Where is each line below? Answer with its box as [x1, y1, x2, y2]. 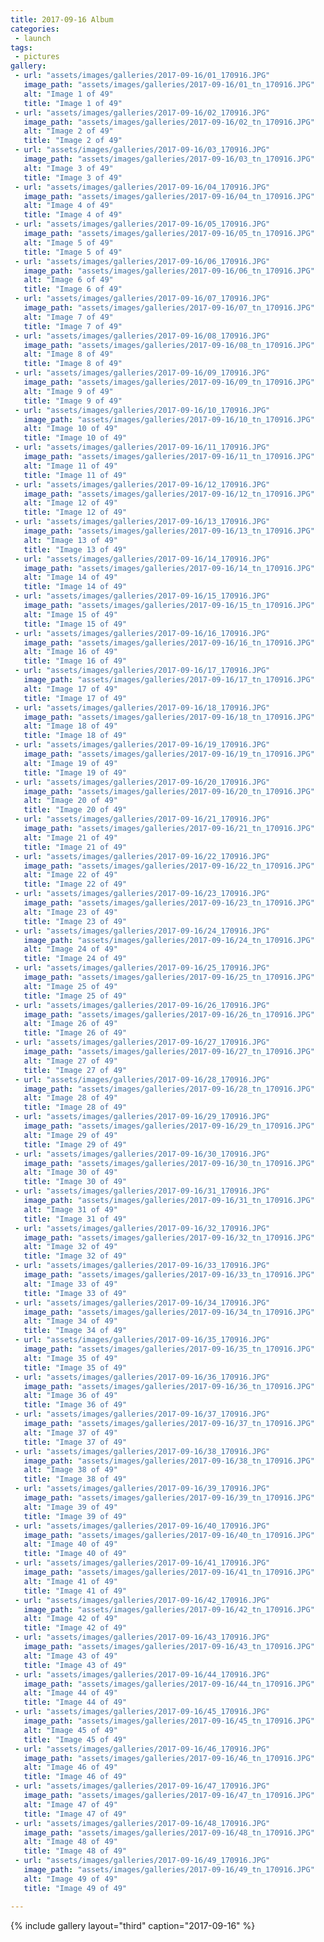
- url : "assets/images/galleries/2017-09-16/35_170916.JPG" [14, 1335, 271, 1345]
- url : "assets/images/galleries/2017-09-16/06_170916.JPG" [14, 256, 271, 266]
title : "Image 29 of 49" [23, 1139, 128, 1150]
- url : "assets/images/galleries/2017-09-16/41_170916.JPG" [14, 1558, 271, 1568]
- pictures [14, 52, 60, 62]
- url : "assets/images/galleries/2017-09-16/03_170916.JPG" [14, 145, 271, 155]
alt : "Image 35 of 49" [23, 1353, 118, 1363]
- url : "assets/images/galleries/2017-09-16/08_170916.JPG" [14, 331, 271, 341]
